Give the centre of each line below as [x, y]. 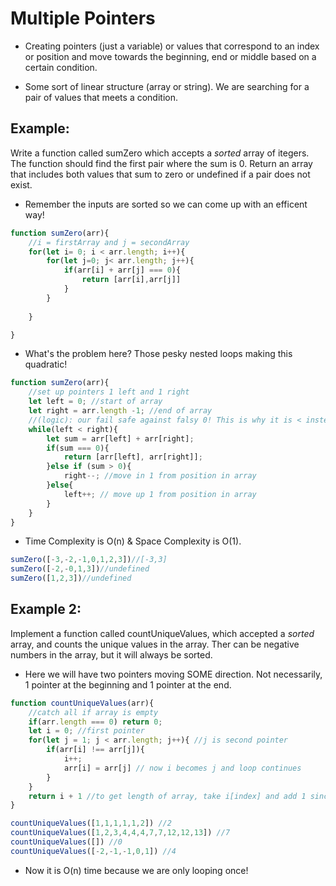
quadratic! [46, 364]
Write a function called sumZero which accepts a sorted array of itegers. [160, 153]
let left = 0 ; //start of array [95, 402]
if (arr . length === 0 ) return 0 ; [95, 722]
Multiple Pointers [83, 18]
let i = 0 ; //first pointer [86, 731]
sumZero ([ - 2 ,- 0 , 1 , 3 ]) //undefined [80, 569]
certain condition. [61, 67]
